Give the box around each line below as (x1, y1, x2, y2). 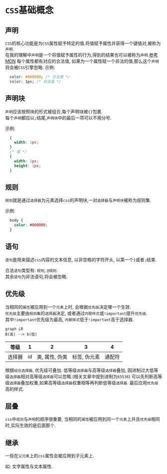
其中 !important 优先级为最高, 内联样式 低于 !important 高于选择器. (5, 316, 134, 322)
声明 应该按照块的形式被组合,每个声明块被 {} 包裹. (5, 108, 103, 114)
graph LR (5, 326, 23, 331)
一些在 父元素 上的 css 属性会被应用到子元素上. (5, 453, 95, 459)
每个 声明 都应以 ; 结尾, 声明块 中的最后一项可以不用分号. (5, 115, 112, 121)
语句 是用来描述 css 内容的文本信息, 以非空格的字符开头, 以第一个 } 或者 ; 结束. (5, 257, 157, 263)
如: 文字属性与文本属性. (5, 463, 53, 469)
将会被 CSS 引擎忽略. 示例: (5, 65, 55, 70)
